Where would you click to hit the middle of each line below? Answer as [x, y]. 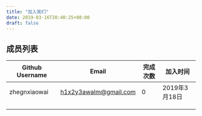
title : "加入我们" [28, 12]
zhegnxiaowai [29, 92]
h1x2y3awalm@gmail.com [98, 92]
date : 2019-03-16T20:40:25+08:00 [48, 17]
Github [32, 68]
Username [32, 75]
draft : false [23, 23]
